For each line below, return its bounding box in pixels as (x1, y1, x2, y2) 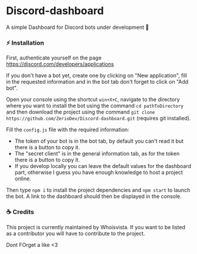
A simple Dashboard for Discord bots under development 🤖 (6, 24, 149, 31)
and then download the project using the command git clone (6, 108, 155, 116)
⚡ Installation (6, 38, 45, 47)
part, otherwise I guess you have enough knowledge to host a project (14, 169, 183, 176)
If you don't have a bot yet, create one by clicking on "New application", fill (6, 72, 187, 79)
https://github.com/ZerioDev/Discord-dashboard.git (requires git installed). (6, 115, 191, 122)
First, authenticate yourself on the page (6, 54, 102, 61)
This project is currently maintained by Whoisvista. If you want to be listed (6, 223, 186, 230)
